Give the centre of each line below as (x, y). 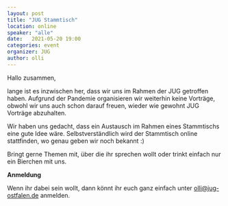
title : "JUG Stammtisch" (42, 20)
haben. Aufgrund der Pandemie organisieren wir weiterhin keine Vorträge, (111, 98)
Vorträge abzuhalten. (37, 113)
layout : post (26, 13)
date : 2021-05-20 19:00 (44, 39)
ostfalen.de (23, 195)
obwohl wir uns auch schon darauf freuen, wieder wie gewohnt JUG (103, 105)
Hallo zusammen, (31, 78)
